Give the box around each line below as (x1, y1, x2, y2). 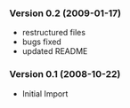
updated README (21, 46, 88, 57)
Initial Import (21, 88, 69, 99)
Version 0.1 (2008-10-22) (9, 68, 121, 81)
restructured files (21, 27, 86, 38)
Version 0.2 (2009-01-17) (9, 7, 122, 19)
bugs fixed (21, 36, 62, 47)
